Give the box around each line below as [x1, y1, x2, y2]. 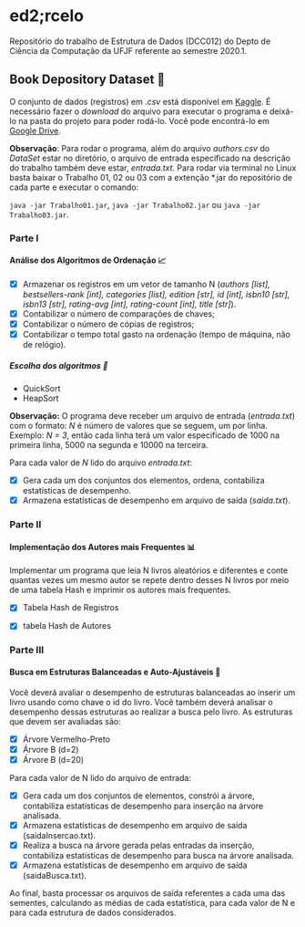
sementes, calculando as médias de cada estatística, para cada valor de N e [9, 898, 296, 909]
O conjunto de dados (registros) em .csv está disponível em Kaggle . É [9, 96, 271, 107]
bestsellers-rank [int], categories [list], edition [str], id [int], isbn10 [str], [22, 288, 290, 299]
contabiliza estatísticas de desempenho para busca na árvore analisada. [22, 849, 294, 860]
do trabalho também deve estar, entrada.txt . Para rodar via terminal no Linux [9, 161, 297, 173]
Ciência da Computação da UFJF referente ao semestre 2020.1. [9, 45, 248, 56]
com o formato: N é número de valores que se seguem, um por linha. [9, 421, 269, 432]
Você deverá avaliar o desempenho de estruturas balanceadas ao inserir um [9, 686, 296, 698]
